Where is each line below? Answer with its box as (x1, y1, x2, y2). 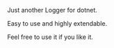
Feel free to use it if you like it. (7, 33, 94, 41)
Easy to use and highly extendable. (7, 19, 108, 27)
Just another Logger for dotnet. (7, 6, 97, 14)
